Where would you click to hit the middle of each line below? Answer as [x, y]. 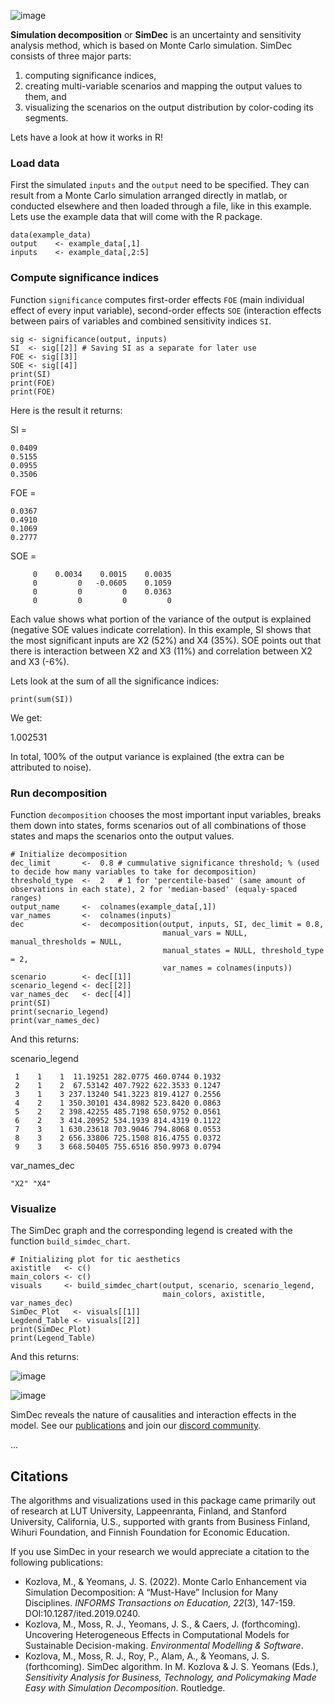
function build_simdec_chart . [70, 1241]
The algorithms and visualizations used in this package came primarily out [163, 1500]
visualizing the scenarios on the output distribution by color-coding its [169, 107]
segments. [46, 118]
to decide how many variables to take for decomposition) [133, 871]
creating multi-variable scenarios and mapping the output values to [163, 86]
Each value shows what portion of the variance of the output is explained [161, 619]
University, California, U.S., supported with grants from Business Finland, [160, 1521]
